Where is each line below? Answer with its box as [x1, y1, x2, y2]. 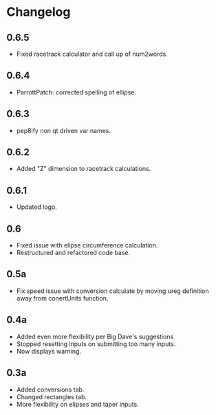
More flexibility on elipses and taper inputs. [16, 400, 139, 408]
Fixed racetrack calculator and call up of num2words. [16, 50, 168, 58]
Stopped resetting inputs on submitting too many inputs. [16, 339, 176, 348]
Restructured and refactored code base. [16, 249, 131, 257]
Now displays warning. [16, 347, 82, 355]
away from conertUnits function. [16, 294, 109, 302]
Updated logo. [16, 203, 58, 211]
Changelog [6, 4, 71, 20]
